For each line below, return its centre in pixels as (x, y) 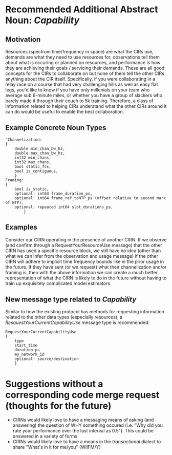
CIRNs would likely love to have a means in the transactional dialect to (87, 442)
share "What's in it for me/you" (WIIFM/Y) (57, 447)
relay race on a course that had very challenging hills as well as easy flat (82, 84)
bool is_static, (32, 189)
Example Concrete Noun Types (56, 128)
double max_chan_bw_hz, (40, 153)
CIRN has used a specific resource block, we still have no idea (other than (83, 251)
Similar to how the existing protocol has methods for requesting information (85, 312)
